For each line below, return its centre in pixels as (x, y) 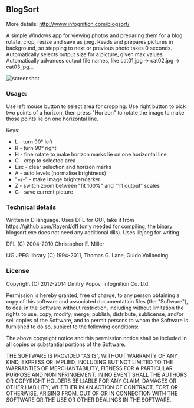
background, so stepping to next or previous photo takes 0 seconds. (89, 48)
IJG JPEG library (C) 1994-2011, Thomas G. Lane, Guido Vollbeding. (88, 256)
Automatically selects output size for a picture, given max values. (85, 54)
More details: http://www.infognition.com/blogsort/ (68, 24)
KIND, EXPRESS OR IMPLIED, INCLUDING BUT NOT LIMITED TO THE (90, 362)
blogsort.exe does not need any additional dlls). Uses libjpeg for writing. (93, 233)
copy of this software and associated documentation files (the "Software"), (97, 301)
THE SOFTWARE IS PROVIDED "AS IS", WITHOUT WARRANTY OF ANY (92, 355)
